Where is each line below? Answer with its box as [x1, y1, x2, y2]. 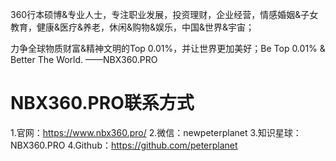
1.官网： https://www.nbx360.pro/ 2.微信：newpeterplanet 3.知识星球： [10, 126, 302, 138]
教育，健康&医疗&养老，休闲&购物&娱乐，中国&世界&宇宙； [10, 21, 255, 33]
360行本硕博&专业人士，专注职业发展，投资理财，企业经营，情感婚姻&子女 [10, 9, 319, 20]
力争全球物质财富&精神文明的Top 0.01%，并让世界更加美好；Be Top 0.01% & [10, 43, 326, 54]
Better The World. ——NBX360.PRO [10, 54, 158, 65]
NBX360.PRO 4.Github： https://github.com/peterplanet [10, 139, 238, 151]
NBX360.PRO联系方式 [10, 92, 195, 115]
